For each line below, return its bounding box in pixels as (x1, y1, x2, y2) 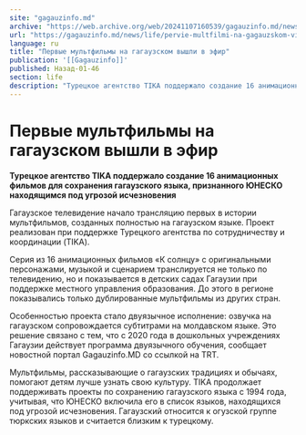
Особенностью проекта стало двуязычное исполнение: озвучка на (9, 310, 271, 321)
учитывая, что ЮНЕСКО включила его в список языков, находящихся (9, 396, 281, 407)
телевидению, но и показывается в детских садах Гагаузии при (9, 273, 258, 284)
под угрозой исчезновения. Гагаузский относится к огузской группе (9, 405, 278, 416)
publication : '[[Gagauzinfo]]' (9, 56, 128, 65)
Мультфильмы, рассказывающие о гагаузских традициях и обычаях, (9, 367, 278, 378)
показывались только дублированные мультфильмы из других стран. (9, 293, 280, 304)
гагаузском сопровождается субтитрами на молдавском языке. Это (9, 320, 277, 331)
